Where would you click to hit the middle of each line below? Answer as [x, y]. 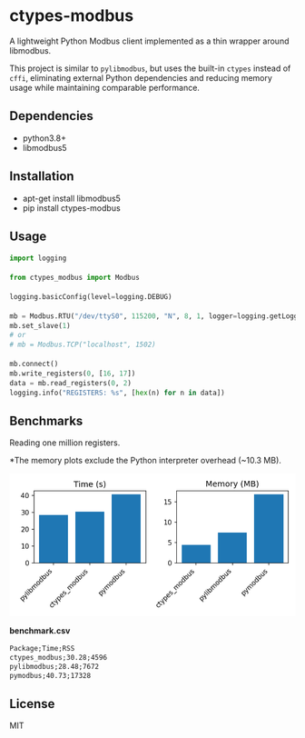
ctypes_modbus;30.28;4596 [58, 658]
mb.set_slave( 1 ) [40, 325]
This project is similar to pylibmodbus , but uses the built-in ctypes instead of [150, 68]
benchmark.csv [40, 631]
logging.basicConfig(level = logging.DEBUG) [91, 296]
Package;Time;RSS [42, 649]
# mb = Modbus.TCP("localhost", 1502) [83, 345]
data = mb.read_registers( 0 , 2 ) [70, 383]
